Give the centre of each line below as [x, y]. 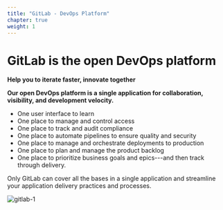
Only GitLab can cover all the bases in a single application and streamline [111, 179]
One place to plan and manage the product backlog [91, 151]
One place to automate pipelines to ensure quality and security [107, 136]
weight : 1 [21, 26]
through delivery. [42, 165]
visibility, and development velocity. [61, 100]
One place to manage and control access [76, 121]
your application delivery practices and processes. [79, 186]
